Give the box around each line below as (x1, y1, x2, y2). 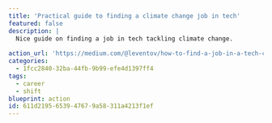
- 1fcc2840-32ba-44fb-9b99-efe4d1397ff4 (15, 65, 154, 73)
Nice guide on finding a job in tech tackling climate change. (15, 34, 233, 43)
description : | (8, 27, 60, 35)
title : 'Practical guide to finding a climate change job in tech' (8, 11, 241, 20)
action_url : (8, 49, 49, 57)
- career (15, 79, 45, 87)
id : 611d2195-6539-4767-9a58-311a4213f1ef (8, 102, 154, 110)
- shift (15, 87, 42, 95)
